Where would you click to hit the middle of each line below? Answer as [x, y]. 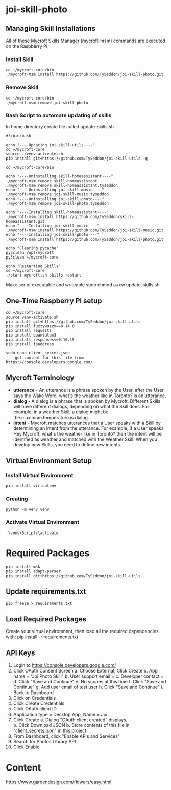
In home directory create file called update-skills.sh [60, 126]
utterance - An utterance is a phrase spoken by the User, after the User [88, 390]
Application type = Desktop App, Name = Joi [60, 715]
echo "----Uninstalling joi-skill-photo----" [55, 199]
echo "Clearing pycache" [32, 248]
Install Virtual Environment [40, 475]
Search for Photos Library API [44, 742]
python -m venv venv [28, 509]
